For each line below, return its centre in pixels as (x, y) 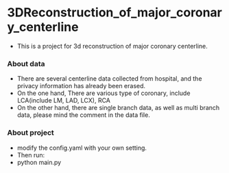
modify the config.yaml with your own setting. (82, 148)
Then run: (31, 155)
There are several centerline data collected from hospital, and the (109, 79)
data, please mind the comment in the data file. (84, 115)
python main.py (39, 162)
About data (26, 64)
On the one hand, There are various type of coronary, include (104, 93)
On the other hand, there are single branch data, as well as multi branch (118, 108)
